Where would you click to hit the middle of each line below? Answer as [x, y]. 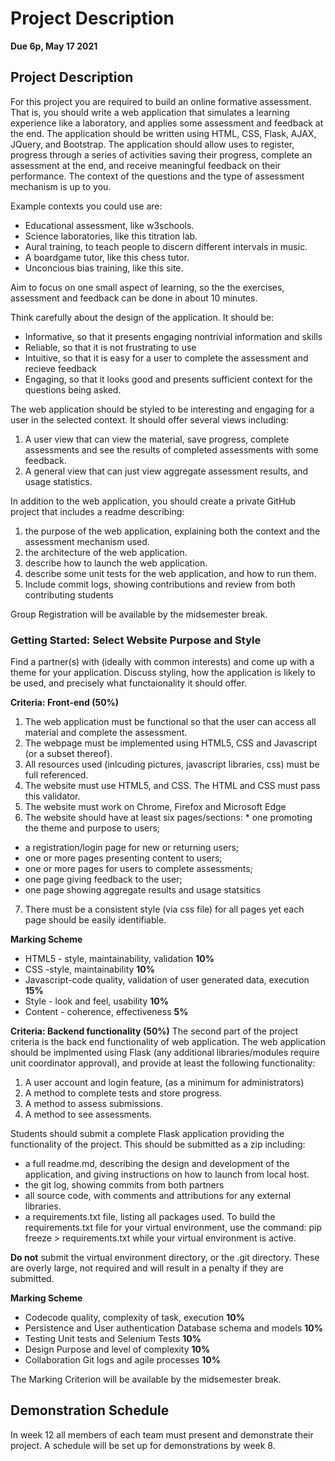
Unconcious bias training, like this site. [104, 268]
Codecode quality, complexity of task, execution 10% [134, 1318]
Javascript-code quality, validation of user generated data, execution [167, 980]
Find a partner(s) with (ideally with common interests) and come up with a [162, 662]
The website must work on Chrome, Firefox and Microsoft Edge [155, 807]
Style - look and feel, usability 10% [96, 1001]
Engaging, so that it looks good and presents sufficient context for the [168, 379]
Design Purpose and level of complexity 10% [117, 1349]
